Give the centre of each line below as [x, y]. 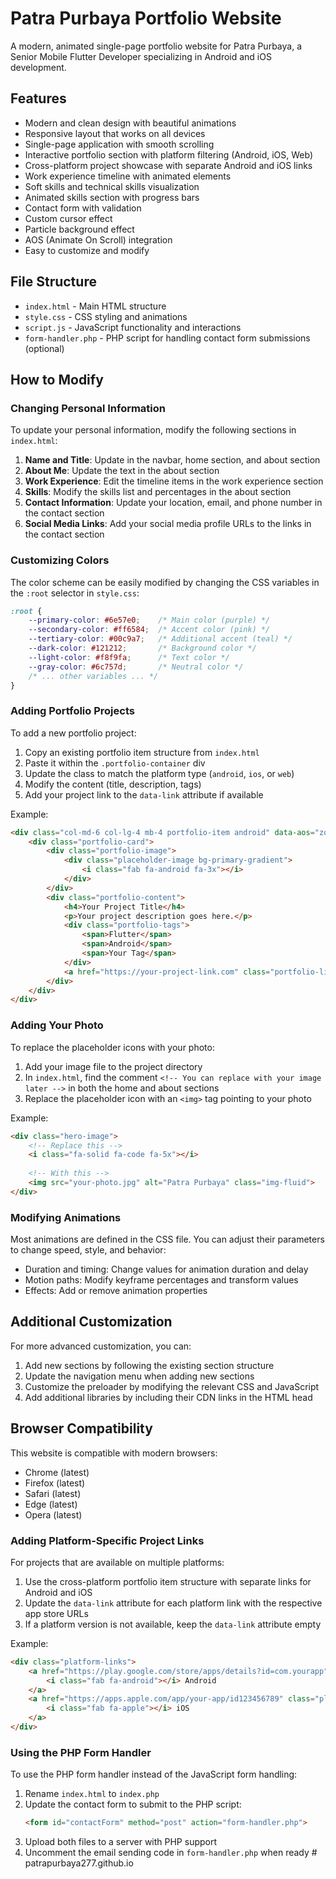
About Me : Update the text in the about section [122, 471]
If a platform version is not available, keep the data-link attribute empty [173, 1624]
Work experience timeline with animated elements [128, 176]
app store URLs [56, 1613]
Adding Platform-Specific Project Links [107, 1540]
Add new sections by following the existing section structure [149, 1365]
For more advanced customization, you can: [101, 1346]
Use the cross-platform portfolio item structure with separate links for [168, 1581]
